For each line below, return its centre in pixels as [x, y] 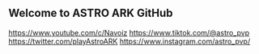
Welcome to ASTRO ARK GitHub [91, 13]
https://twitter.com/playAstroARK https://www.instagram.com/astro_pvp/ [129, 41]
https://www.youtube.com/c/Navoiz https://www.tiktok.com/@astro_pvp [129, 32]
